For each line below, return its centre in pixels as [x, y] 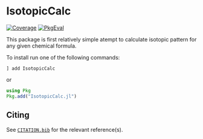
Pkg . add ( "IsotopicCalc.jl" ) [42, 96]
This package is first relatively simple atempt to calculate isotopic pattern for [101, 39]
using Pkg [19, 91]
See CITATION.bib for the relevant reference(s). [65, 129]
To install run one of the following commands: [63, 57]
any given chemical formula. [41, 46]
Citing [18, 115]
